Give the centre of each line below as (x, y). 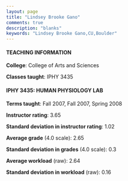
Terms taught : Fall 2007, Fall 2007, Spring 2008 (64, 103)
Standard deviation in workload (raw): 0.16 (59, 172)
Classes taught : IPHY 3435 (40, 77)
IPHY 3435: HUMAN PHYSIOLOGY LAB (55, 90)
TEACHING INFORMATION (39, 52)
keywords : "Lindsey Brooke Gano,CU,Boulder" (62, 34)
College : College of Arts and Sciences (52, 65)
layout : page (22, 11)
